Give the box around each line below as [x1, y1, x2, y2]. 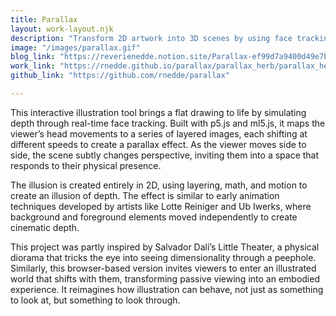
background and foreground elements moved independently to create [10, 211, 298, 223]
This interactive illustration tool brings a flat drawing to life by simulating [10, 106, 307, 118]
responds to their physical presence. [10, 159, 162, 171]
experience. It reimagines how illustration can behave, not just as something [10, 283, 324, 295]
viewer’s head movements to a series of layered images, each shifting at [10, 127, 308, 140]
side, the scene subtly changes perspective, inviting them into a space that [10, 149, 320, 161]
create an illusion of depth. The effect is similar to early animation [10, 189, 280, 201]
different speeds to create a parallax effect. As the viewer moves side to [10, 138, 307, 150]
